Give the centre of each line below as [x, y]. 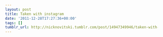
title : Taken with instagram [34, 14]
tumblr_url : [17, 27]
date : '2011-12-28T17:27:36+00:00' [41, 18]
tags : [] [14, 23]
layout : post [18, 9]
